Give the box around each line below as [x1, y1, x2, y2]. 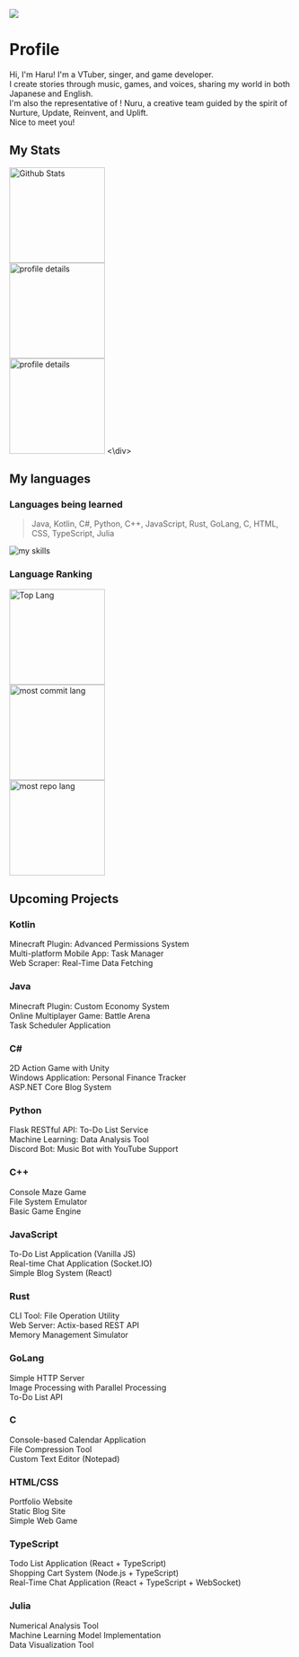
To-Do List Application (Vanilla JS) [9, 1248, 136, 1259]
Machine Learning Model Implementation [9, 1629, 162, 1640]
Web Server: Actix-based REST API [9, 1320, 140, 1331]
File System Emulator [9, 1196, 88, 1207]
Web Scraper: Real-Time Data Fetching [9, 958, 154, 969]
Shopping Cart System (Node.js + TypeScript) [9, 1568, 180, 1579]
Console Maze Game [9, 1186, 87, 1197]
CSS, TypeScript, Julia [31, 528, 115, 539]
